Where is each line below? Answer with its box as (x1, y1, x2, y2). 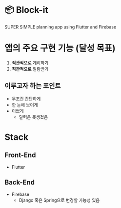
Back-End (4, 178, 35, 187)
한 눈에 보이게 (11, 102, 38, 107)
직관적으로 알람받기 (11, 66, 49, 72)
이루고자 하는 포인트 (4, 82, 61, 90)
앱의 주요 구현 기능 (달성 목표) (4, 43, 116, 54)
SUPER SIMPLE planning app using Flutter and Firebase (4, 24, 117, 30)
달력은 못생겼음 (19, 114, 48, 120)
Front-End (4, 151, 36, 159)
